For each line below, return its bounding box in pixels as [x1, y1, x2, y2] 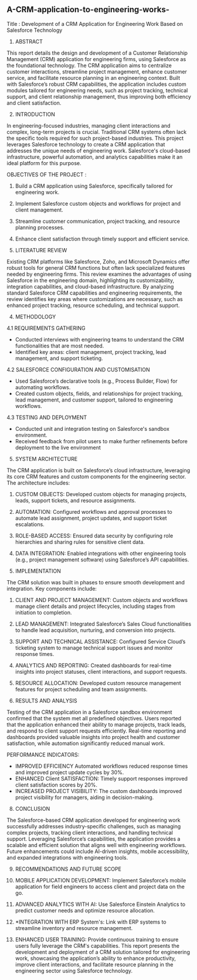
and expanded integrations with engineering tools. [6, 854, 128, 861]
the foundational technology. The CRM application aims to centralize [6, 62, 172, 69]
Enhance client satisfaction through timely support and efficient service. [15, 235, 189, 242]
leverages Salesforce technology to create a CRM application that [6, 141, 165, 148]
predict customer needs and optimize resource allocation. [15, 907, 155, 914]
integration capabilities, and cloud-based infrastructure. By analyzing [6, 283, 174, 290]
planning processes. [15, 223, 64, 231]
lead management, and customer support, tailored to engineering [15, 396, 173, 403]
